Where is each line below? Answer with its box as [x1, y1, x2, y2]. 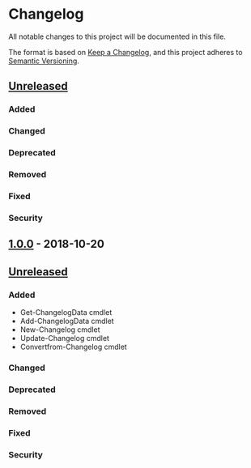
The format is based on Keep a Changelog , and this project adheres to [8, 47, 243, 57]
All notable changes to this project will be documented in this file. [8, 32, 227, 41]
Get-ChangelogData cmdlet [19, 307, 113, 317]
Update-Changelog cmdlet [19, 333, 109, 342]
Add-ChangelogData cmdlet [19, 316, 115, 325]
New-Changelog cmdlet [19, 325, 100, 334]
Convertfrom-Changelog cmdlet [19, 342, 127, 351]
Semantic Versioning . [8, 56, 79, 66]
